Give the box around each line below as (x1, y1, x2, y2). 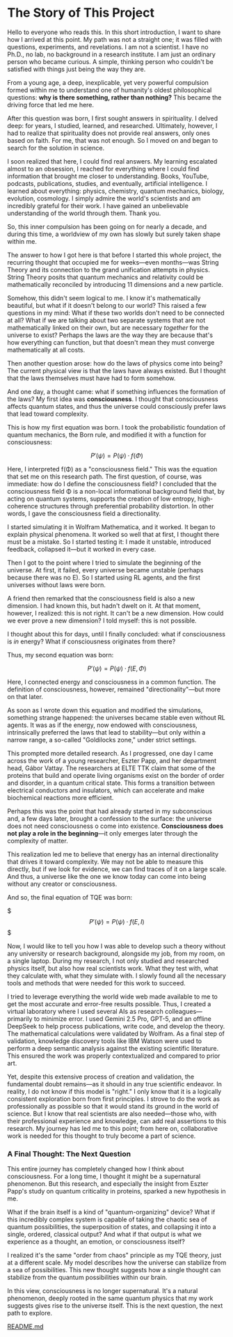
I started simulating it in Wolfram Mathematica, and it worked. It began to (7, 522, 216, 531)
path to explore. (7, 1309, 53, 1318)
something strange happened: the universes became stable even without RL (7, 713, 226, 721)
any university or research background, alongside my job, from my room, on (7, 949, 225, 957)
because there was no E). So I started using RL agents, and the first (7, 573, 200, 581)
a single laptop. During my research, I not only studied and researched (7, 956, 209, 965)
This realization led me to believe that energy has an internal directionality (7, 850, 219, 858)
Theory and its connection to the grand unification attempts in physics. (7, 265, 210, 274)
